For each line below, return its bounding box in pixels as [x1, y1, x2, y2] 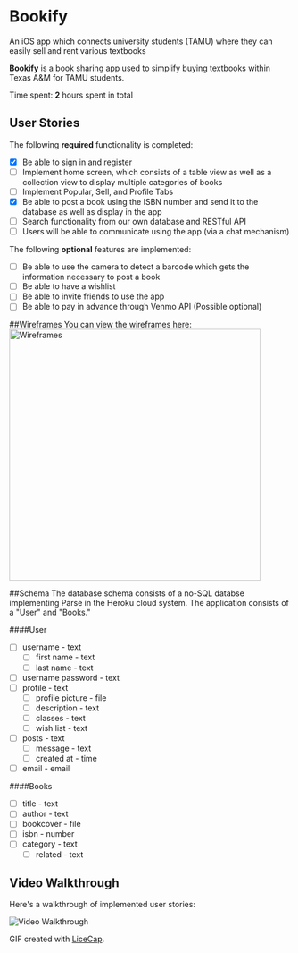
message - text [35, 743, 92, 753]
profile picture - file [35, 692, 107, 703]
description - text [35, 702, 100, 713]
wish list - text [35, 722, 87, 733]
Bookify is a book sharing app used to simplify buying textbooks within [9, 63, 270, 73]
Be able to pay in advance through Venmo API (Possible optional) [21, 302, 262, 312]
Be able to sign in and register [21, 157, 132, 167]
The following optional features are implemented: [9, 244, 192, 255]
